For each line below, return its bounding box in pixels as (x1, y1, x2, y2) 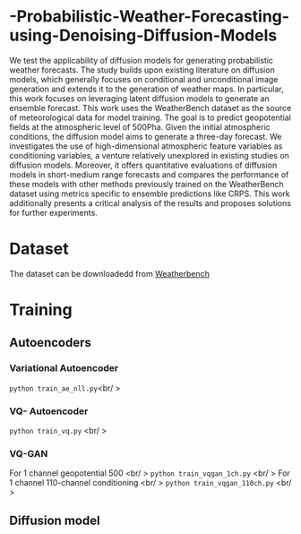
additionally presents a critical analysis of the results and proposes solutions (9, 197, 291, 208)
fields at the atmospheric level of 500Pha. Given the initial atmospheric (9, 121, 271, 132)
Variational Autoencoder (9, 362, 119, 375)
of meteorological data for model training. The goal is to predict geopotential (9, 112, 291, 123)
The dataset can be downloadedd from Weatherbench (9, 268, 211, 279)
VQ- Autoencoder (9, 405, 89, 418)
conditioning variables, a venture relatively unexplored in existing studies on (9, 150, 289, 160)
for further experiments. (9, 207, 99, 218)
